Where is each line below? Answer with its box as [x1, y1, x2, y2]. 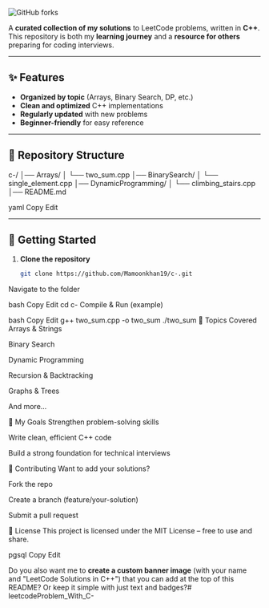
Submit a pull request [8, 510, 78, 521]
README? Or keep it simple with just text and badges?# [8, 582, 192, 593]
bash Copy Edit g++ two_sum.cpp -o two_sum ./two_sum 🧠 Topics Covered [8, 315, 258, 325]
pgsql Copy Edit [8, 550, 62, 560]
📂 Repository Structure [8, 148, 125, 162]
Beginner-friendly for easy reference [19, 117, 144, 128]
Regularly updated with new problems [19, 109, 148, 119]
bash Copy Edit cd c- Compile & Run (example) [8, 300, 164, 310]
